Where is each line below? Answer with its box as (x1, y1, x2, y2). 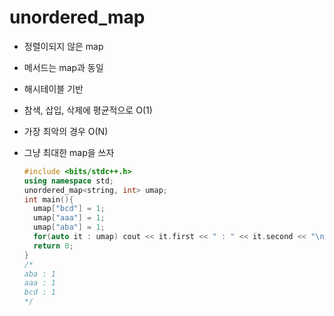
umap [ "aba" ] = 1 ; (33, 222, 106, 233)
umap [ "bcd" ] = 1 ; (33, 204, 106, 214)
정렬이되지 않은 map (23, 40, 104, 52)
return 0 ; (33, 241, 74, 251)
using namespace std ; (23, 176, 115, 186)
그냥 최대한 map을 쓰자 (23, 146, 115, 158)
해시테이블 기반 (23, 82, 84, 95)
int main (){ (23, 194, 74, 205)
